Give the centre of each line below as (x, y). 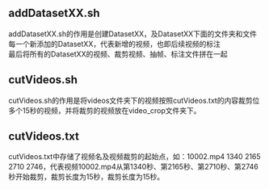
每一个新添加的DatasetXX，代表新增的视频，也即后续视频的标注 (114, 44)
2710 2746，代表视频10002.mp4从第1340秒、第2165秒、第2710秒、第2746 (133, 167)
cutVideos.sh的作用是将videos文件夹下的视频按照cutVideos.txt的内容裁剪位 (134, 100)
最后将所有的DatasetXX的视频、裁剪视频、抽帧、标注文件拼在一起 (118, 54)
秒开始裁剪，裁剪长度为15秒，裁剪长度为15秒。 (86, 177)
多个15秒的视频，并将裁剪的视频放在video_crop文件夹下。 (105, 110)
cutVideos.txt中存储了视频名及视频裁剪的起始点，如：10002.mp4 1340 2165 (134, 157)
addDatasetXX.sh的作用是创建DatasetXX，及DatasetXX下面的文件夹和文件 (132, 34)
